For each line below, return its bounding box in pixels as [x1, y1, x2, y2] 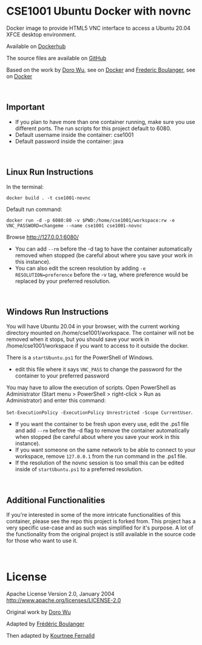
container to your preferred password [15, 372, 109, 379]
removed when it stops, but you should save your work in [6, 336, 150, 343]
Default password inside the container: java [15, 137, 124, 145]
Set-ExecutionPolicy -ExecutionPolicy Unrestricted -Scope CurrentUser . [6, 409, 193, 416]
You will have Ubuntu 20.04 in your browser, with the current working [6, 323, 180, 330]
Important [6, 102, 45, 112]
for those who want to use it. [6, 537, 78, 545]
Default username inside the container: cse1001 [15, 131, 134, 138]
